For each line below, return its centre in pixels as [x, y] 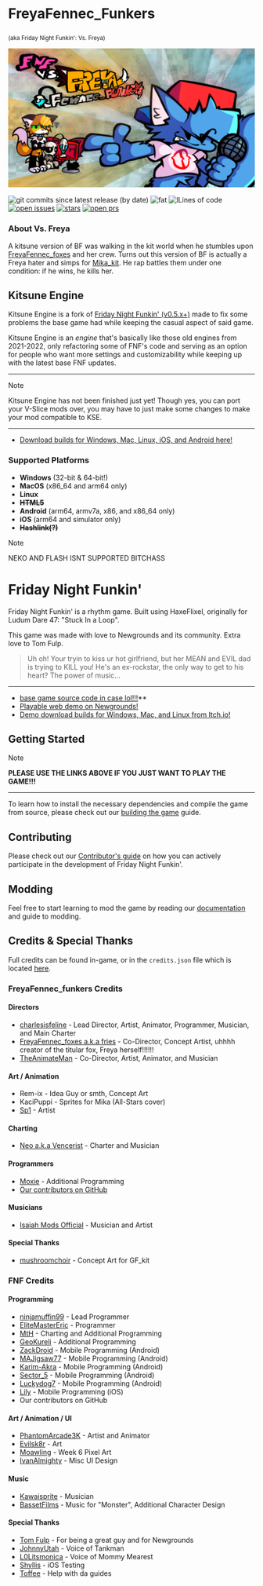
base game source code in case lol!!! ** [83, 698]
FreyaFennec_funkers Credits [65, 989]
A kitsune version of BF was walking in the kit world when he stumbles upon [131, 246]
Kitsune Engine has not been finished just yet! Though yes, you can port [124, 400]
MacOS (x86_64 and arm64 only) [73, 486]
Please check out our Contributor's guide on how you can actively [115, 856]
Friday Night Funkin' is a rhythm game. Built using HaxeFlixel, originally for [128, 611]
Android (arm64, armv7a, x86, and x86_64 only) [97, 510]
